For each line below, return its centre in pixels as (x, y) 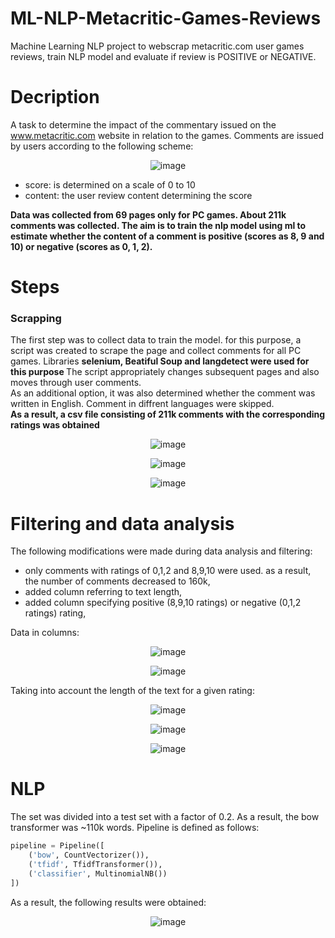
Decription (55, 97)
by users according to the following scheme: (102, 146)
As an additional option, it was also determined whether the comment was (163, 393)
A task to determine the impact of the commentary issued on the (143, 124)
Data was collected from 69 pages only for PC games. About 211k (148, 214)
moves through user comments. (76, 383)
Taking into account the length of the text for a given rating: (132, 691)
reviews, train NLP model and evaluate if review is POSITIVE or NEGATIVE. (163, 56)
